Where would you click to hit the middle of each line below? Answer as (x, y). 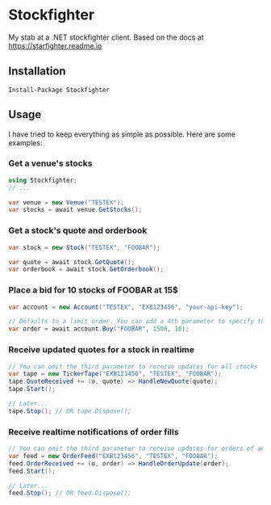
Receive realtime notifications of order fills (94, 431)
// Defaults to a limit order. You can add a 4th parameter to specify (131, 322)
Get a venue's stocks (50, 163)
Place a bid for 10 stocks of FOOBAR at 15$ (94, 290)
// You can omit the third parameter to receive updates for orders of (131, 449)
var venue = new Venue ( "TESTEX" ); (67, 202)
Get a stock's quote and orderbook (78, 230)
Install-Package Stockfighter (59, 90)
